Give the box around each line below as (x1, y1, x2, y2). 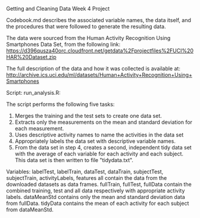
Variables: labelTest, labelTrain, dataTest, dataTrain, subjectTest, (6, 168, 164, 175)
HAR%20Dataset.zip (6, 54, 57, 60)
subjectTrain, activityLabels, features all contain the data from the (6, 175, 167, 181)
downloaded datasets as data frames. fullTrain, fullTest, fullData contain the (6, 181, 192, 188)
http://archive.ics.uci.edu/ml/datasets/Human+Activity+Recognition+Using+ (6, 71, 192, 78)
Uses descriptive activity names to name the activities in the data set (14, 131, 184, 138)
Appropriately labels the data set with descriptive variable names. (14, 138, 176, 145)
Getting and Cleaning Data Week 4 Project (6, 5, 110, 12)
